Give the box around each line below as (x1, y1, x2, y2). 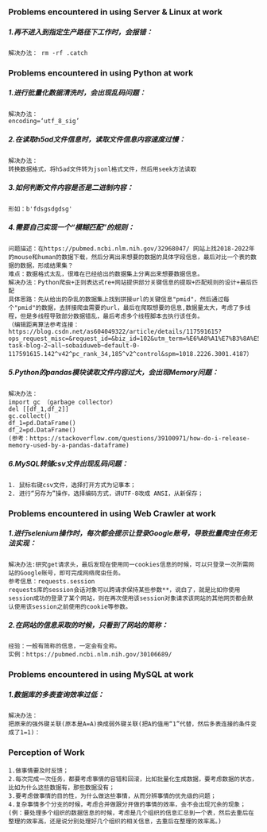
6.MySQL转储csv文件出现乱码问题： (8, 459, 129, 469)
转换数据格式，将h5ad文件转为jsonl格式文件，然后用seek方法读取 (8, 165, 197, 173)
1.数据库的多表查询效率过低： (8, 690, 105, 699)
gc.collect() (8, 412, 52, 420)
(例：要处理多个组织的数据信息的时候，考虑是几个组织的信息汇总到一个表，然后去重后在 (8, 809, 254, 817)
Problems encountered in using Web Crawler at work (8, 508, 216, 519)
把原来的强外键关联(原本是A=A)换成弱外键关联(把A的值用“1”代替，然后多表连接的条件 (8, 720, 251, 729)
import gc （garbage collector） (8, 398, 117, 406)
